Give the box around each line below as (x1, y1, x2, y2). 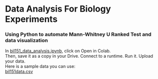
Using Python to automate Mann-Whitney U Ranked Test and (5, 31, 152, 38)
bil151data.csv (5, 69, 33, 75)
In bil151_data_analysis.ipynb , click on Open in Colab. (5, 48, 111, 54)
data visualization (5, 37, 48, 44)
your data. (5, 58, 26, 64)
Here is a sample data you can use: (5, 63, 75, 69)
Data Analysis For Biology (5, 3, 111, 15)
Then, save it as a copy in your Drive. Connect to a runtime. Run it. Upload (5, 53, 153, 59)
